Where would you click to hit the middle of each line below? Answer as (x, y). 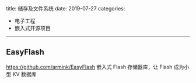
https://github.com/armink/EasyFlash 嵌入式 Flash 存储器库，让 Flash (89, 67)
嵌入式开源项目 (32, 28)
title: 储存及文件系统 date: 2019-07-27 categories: (66, 8)
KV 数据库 (24, 74)
